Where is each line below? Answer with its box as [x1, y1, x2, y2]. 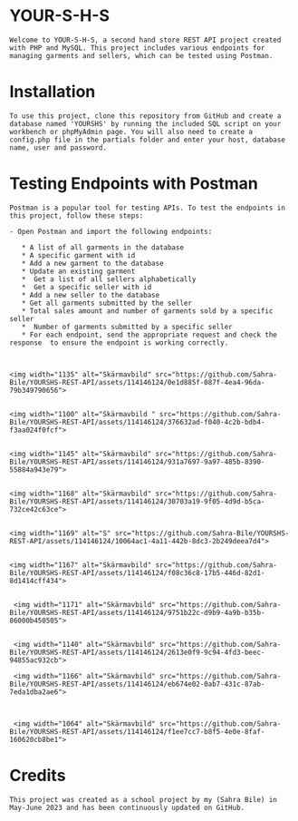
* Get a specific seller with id [21, 282, 152, 291]
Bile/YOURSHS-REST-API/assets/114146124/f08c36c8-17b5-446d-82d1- [9, 568, 265, 577]
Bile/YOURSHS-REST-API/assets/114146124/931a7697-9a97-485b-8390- [9, 457, 265, 466]
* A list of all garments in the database [21, 242, 184, 252]
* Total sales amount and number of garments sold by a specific [21, 306, 274, 316]
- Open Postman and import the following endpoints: [9, 227, 213, 236]
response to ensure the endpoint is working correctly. [9, 337, 229, 347]
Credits [9, 766, 66, 786]
